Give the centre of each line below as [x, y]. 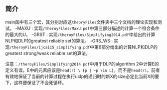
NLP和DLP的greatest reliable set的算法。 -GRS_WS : [59, 40]
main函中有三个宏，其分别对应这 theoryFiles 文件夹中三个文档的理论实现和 [82, 22]
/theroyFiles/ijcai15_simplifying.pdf [50, 47]
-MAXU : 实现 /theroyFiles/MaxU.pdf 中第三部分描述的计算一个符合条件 [87, 28]
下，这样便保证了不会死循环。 [36, 82]
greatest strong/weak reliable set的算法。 [48, 53]
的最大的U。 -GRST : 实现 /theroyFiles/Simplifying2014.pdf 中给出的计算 [80, 34]
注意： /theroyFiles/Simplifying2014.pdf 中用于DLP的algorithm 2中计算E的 [82, 63]
